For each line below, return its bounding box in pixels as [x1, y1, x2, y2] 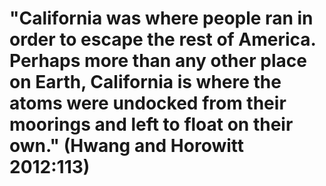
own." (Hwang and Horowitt [9, 135, 245, 157]
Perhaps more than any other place [9, 50, 307, 72]
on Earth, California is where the [9, 71, 282, 94]
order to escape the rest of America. [9, 28, 317, 51]
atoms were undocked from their [9, 92, 287, 115]
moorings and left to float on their [9, 113, 294, 136]
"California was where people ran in [9, 7, 314, 30]
